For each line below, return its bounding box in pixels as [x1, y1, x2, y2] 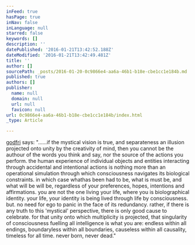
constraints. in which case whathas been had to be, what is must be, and [6, 176, 182, 183]
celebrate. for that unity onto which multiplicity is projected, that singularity [6, 213, 187, 220]
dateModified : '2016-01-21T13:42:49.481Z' [6, 52, 111, 58]
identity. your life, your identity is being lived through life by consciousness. [6, 195, 189, 202]
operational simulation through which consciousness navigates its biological [6, 170, 190, 177]
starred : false [6, 30, 43, 36]
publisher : [6, 85, 33, 91]
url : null [11, 101, 35, 107]
